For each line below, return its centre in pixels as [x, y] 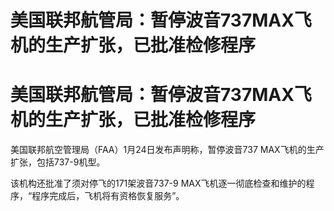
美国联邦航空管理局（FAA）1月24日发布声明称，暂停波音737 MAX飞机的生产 [167, 150]
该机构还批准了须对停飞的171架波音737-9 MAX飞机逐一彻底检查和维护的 [158, 183]
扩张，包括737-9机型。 [58, 162]
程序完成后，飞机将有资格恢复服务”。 [108, 196]
